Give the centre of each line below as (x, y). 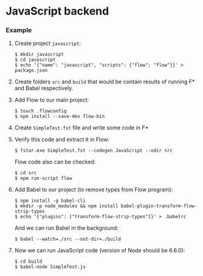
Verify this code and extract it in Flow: (62, 140)
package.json (31, 71)
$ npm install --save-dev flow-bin (60, 117)
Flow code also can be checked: (55, 162)
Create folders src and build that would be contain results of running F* (105, 82)
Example (19, 30)
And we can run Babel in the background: (67, 228)
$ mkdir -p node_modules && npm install (66, 206)
